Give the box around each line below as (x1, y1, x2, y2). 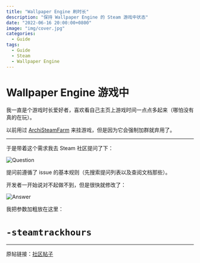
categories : (6, 31, 36, 37)
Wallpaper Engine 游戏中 (6, 85, 129, 99)
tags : (6, 42, 20, 48)
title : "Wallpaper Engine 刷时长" (6, 8, 89, 15)
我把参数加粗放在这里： (6, 205, 64, 213)
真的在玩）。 (6, 114, 35, 121)
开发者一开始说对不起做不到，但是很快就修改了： (6, 182, 126, 189)
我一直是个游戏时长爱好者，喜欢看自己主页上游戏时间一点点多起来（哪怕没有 (6, 106, 194, 113)
